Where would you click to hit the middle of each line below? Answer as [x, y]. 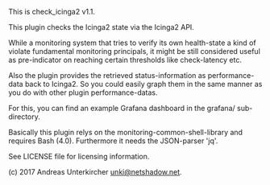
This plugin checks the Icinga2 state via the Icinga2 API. [102, 27]
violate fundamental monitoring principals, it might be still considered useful [134, 51]
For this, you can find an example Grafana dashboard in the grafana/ [122, 108]
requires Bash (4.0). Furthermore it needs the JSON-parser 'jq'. [113, 141]
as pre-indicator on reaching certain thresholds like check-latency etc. [125, 60]
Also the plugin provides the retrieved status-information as [107, 75]
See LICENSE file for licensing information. [79, 156]
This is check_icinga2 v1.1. [52, 12]
